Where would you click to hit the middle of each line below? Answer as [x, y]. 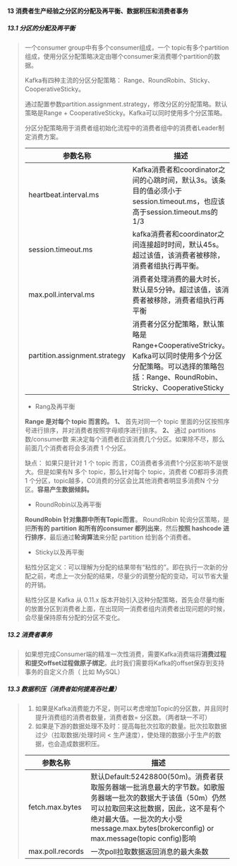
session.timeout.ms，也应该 [179, 201]
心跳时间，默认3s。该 [182, 180]
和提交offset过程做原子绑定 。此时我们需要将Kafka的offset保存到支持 [124, 663]
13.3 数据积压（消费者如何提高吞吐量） [64, 689]
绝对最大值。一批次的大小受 [137, 819]
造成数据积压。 [81, 743]
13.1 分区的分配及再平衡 [41, 28]
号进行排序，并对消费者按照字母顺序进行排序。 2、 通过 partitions [120, 430]
